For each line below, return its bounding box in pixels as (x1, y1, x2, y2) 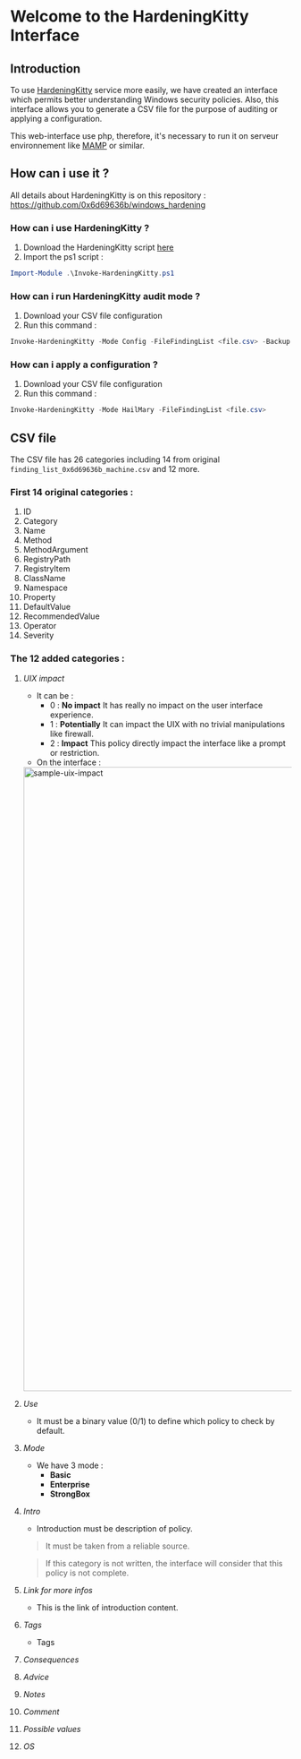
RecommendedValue (22, 611, 101, 622)
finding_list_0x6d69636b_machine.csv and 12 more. (10, 464, 200, 475)
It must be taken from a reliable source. (45, 1540, 190, 1551)
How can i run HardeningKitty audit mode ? (10, 289, 201, 302)
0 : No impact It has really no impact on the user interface (49, 699, 263, 710)
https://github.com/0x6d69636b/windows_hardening (10, 199, 206, 210)
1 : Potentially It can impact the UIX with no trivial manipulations (49, 718, 285, 729)
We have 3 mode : (36, 1460, 104, 1471)
